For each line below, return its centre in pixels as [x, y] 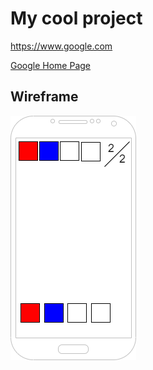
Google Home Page [51, 65]
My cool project [76, 18]
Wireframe [44, 97]
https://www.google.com [61, 46]
